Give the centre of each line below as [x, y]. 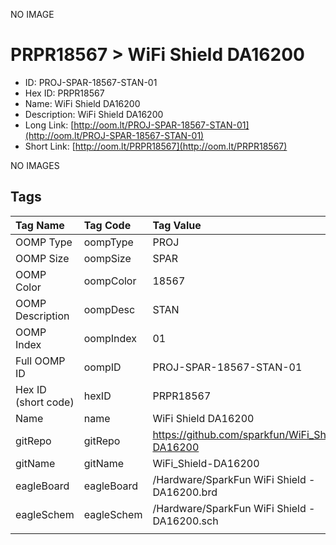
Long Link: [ [49, 125]
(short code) [45, 402]
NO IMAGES [35, 165]
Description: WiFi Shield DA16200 [94, 114]
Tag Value [177, 225]
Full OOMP [40, 361]
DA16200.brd [185, 492]
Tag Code [107, 225]
